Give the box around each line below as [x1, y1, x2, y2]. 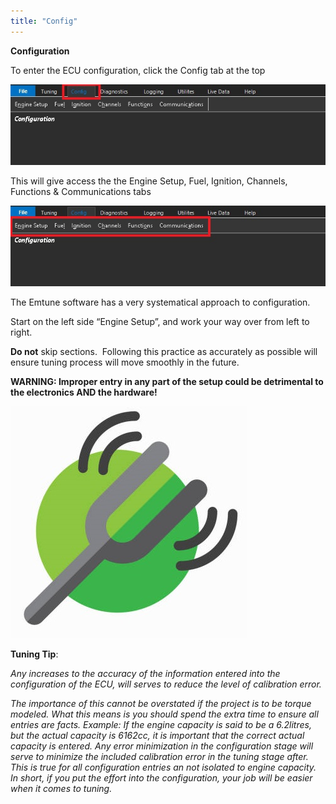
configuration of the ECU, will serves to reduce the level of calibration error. [10, 678, 322, 690]
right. [10, 326, 33, 338]
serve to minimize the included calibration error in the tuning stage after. [10, 750, 309, 762]
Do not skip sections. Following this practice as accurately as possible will [10, 345, 318, 357]
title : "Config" [10, 16, 78, 26]
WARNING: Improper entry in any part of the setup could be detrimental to [10, 375, 324, 387]
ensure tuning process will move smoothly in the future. [10, 356, 240, 368]
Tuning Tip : [10, 648, 59, 660]
